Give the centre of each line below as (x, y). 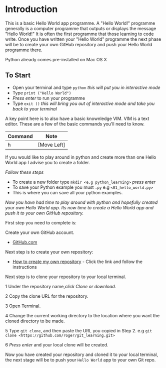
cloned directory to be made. (35, 321)
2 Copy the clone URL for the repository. (47, 296)
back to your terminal (34, 108)
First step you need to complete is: (41, 222)
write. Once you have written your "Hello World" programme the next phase (83, 39)
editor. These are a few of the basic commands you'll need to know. (75, 124)
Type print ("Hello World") (42, 93)
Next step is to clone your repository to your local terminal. (66, 277)
